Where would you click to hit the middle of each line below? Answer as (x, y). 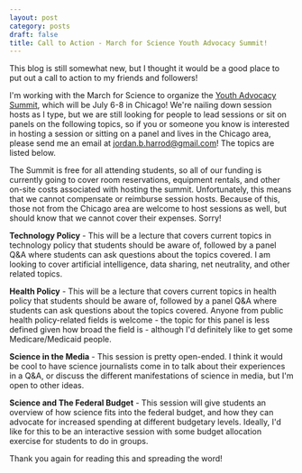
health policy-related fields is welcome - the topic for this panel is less (140, 320)
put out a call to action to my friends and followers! (104, 78)
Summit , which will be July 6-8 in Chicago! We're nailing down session (141, 105)
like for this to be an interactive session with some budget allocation (136, 432)
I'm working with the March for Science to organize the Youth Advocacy (143, 96)
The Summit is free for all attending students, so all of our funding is (136, 170)
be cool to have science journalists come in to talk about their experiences (147, 367)
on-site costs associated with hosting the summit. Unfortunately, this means (151, 189)
